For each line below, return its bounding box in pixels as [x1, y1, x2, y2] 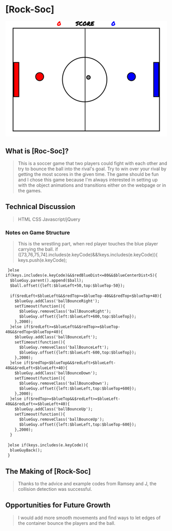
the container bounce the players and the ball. [17, 520, 116, 526]
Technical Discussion [5, 202, 75, 211]
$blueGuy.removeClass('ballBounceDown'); [18, 381, 109, 386]
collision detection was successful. [17, 486, 92, 492]
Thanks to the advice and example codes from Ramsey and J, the [17, 480, 157, 487]
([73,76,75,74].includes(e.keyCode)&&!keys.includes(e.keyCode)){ [17, 252, 158, 258]
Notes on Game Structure [5, 229, 70, 236]
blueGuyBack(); [10, 448, 43, 453]
